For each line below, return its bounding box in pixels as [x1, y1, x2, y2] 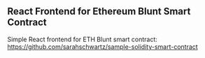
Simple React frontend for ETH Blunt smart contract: [7, 35, 157, 43]
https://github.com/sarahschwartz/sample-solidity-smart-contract [7, 42, 198, 51]
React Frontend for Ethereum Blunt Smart [7, 6, 191, 17]
